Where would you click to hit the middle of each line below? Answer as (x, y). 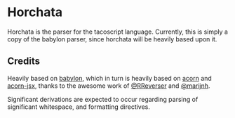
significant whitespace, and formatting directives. (79, 107)
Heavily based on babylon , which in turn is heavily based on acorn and (109, 78)
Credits (24, 61)
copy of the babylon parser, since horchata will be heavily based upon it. (112, 39)
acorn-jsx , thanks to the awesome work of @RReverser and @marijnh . (109, 86)
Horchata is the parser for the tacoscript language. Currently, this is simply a (117, 32)
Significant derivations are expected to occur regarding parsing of (103, 99)
